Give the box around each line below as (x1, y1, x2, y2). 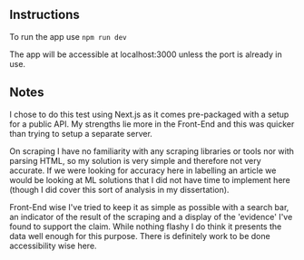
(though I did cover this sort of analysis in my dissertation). (9, 184, 230, 195)
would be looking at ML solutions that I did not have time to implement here (9, 174, 290, 185)
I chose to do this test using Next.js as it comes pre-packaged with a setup (9, 109, 289, 120)
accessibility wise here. (9, 240, 97, 251)
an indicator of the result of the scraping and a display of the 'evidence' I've (9, 211, 293, 222)
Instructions (9, 7, 80, 23)
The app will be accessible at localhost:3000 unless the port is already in (9, 49, 283, 60)
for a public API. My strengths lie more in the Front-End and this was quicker (9, 118, 295, 130)
